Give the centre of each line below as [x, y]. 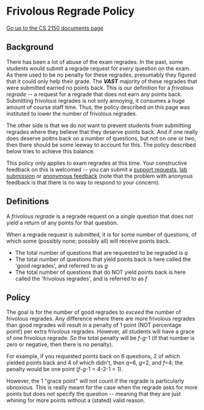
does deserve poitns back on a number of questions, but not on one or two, [101, 138]
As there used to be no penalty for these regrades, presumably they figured [101, 75]
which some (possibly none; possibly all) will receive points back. [88, 241]
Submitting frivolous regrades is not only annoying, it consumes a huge [96, 100]
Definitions [28, 202]
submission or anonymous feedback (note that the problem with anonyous [100, 176]
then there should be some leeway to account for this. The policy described [101, 145]
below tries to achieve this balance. [51, 151]
